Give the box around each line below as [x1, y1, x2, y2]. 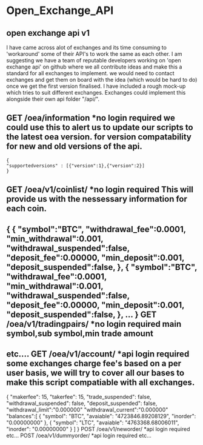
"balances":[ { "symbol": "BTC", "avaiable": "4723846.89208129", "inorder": [6, 413, 196, 420]
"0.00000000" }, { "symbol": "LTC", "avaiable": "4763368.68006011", [6, 419, 179, 426]
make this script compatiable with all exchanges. [6, 377, 195, 387]
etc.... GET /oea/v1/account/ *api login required [6, 349, 190, 359]
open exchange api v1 [6, 28, 90, 38]
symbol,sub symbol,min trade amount [6, 328, 153, 338]
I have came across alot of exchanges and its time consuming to [6, 44, 167, 51]
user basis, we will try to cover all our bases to [6, 367, 185, 378]
